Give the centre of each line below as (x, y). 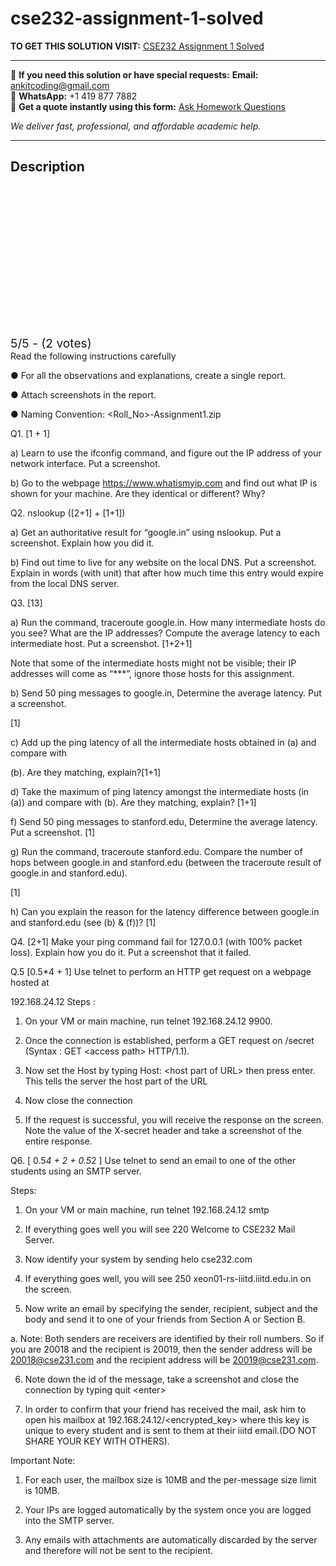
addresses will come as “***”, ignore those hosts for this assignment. (152, 673)
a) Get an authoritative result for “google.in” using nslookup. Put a (146, 532)
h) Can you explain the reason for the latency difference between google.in (165, 911)
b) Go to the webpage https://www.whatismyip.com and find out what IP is (164, 483)
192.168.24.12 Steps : (53, 1001)
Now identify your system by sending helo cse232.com (138, 1259)
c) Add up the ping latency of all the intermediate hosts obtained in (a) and (163, 742)
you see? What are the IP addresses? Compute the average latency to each (165, 633)
